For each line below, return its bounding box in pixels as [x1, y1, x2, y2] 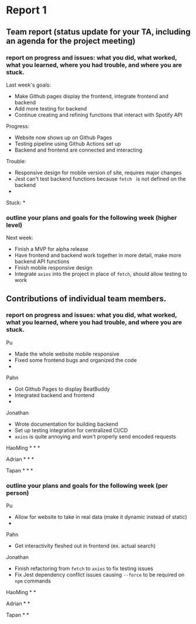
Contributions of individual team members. [6, 294, 167, 304]
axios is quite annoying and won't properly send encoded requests [14, 433, 177, 440]
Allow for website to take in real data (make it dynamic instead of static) [14, 513, 187, 520]
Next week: [6, 235, 34, 242]
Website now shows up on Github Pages [14, 134, 112, 141]
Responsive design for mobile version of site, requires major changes [14, 169, 182, 176]
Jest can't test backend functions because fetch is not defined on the [14, 175, 186, 182]
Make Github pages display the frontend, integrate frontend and [14, 92, 169, 99]
